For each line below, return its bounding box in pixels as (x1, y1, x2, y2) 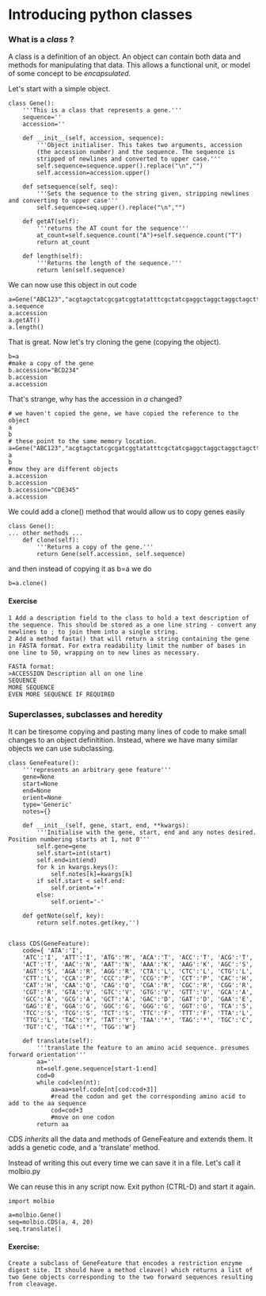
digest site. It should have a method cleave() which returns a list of (8, 1267, 253, 1275)
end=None (22, 786, 51, 795)
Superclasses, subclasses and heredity (8, 708, 163, 719)
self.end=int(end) (36, 856, 97, 864)
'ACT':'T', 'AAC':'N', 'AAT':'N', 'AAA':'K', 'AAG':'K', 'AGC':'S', (22, 960, 253, 968)
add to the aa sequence (8, 1099, 87, 1107)
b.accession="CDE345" (8, 486, 80, 494)
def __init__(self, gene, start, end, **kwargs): (22, 821, 190, 829)
